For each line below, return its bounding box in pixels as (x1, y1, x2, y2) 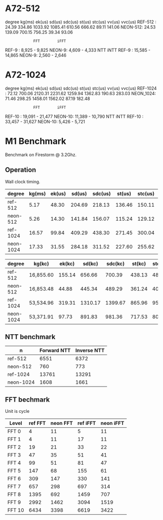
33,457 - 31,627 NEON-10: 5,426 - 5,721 (5, 118, 85, 124)
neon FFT (50, 420, 73, 427)
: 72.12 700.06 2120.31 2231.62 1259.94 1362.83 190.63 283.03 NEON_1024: (5, 90, 156, 96)
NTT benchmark (5, 333, 56, 341)
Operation (5, 166, 36, 174)
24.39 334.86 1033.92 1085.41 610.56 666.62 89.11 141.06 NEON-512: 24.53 (5, 24, 156, 30)
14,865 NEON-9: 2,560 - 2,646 (5, 52, 67, 58)
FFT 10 (7, 507, 24, 514)
